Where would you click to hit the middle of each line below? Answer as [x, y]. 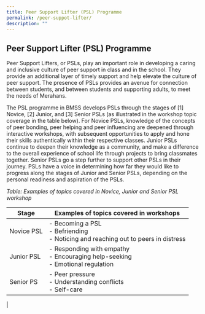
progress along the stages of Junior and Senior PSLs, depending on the [97, 173]
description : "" [27, 23]
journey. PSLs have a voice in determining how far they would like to [93, 167]
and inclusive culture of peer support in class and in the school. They [94, 70]
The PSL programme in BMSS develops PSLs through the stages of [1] [95, 108]
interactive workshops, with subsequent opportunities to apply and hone [98, 134]
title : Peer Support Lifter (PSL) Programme [64, 12]
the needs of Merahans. [37, 96]
